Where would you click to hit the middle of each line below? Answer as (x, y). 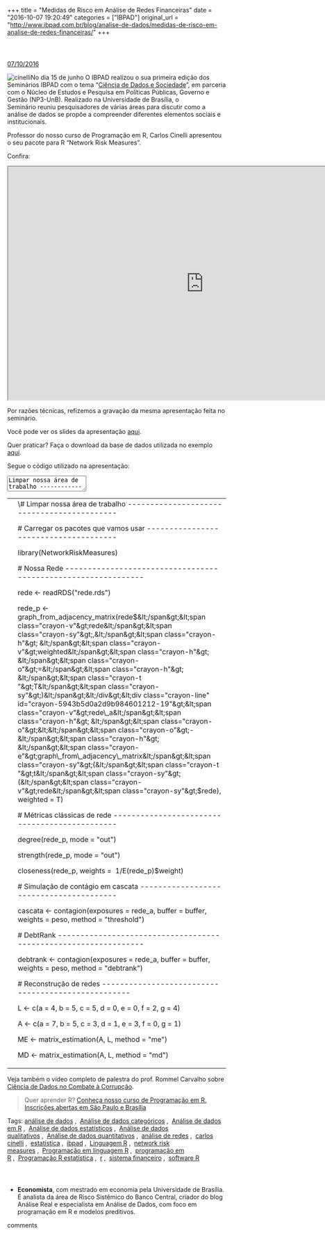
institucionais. (27, 122)
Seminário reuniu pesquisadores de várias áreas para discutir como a (107, 107)
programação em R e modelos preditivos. (76, 1212)
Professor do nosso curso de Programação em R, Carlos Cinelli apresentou (115, 135)
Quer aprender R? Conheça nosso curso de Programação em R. (115, 1100)
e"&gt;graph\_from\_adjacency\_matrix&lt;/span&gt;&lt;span (114, 756)
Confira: (19, 156)
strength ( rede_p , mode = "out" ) (69, 855)
